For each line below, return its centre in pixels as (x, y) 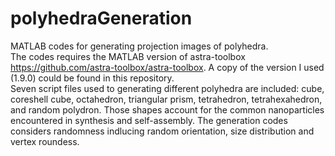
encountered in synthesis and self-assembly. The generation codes (149, 120)
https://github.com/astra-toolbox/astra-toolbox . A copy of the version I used (167, 67)
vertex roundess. (45, 141)
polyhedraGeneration (101, 18)
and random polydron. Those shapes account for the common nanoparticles (167, 109)
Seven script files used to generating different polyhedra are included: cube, (167, 88)
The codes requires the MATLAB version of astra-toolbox (128, 56)
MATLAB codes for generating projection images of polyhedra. (139, 46)
